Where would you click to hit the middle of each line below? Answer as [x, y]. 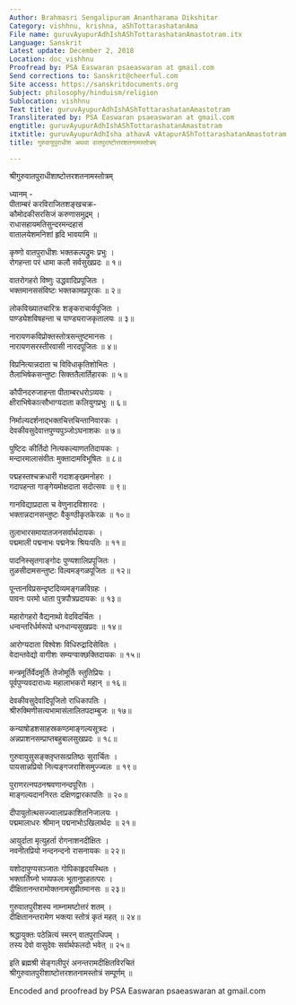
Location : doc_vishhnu [52, 59]
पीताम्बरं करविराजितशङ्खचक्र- [53, 204]
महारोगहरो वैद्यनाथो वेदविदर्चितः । [56, 616]
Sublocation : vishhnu [50, 101]
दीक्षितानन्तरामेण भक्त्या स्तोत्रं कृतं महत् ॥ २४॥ [75, 916]
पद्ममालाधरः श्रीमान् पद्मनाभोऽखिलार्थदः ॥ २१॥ [73, 822]
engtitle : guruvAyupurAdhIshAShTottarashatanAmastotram [116, 126]
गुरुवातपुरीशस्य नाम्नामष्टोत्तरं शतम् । [61, 906]
